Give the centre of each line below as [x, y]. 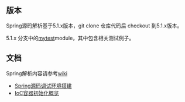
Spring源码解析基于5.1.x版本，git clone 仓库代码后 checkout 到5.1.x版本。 [94, 26]
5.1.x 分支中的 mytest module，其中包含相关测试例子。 [70, 38]
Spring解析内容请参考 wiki [37, 73]
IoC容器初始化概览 [37, 93]
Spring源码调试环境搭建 [43, 86]
